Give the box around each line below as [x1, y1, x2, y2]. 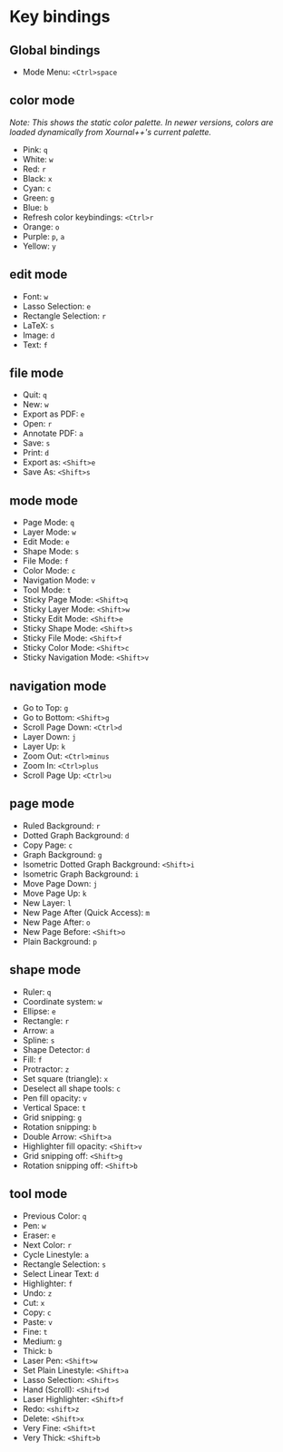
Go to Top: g [22, 702, 69, 713]
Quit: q [22, 389, 47, 400]
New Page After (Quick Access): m [22, 907, 151, 917]
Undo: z [22, 1287, 53, 1299]
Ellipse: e [22, 1006, 56, 1016]
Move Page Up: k [22, 888, 87, 898]
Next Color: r [22, 1239, 73, 1250]
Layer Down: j [22, 731, 77, 742]
